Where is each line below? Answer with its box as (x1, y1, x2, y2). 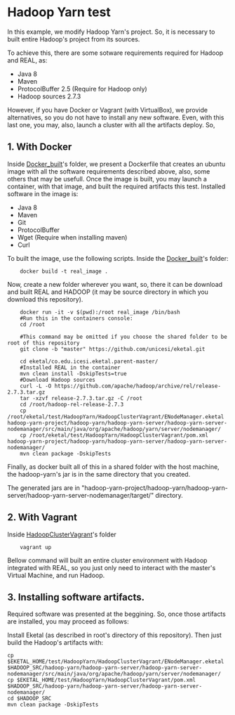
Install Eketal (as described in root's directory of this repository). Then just (7, 631, 222, 640)
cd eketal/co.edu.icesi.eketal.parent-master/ (20, 358, 159, 365)
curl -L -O (20, 382, 52, 389)
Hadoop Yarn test (7, 4, 111, 20)
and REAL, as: (7, 56, 48, 64)
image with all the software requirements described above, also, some (7, 167, 210, 176)
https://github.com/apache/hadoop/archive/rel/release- (54, 382, 221, 389)
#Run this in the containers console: (20, 314, 133, 322)
